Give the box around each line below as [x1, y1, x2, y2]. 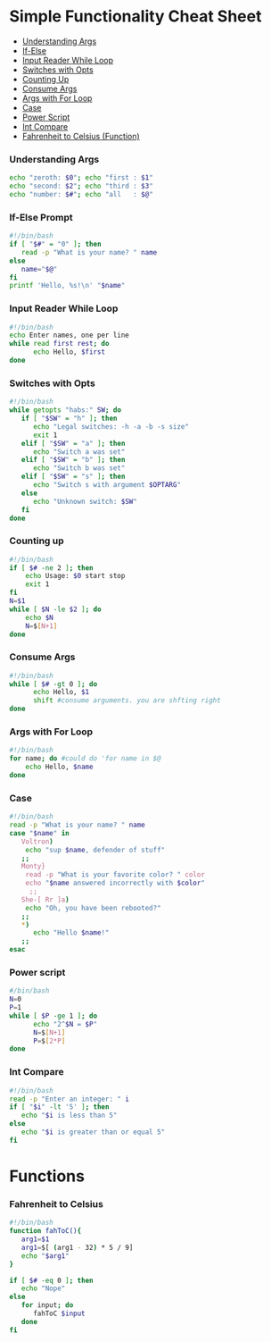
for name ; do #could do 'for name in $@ [9, 754, 162, 763]
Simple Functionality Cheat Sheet [9, 6, 262, 27]
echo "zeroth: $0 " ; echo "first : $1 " [9, 173, 153, 182]
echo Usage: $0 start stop [25, 572, 126, 581]
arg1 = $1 [21, 1235, 50, 1244]
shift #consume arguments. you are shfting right [32, 696, 221, 705]
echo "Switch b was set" [32, 464, 126, 473]
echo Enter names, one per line [9, 331, 129, 340]
